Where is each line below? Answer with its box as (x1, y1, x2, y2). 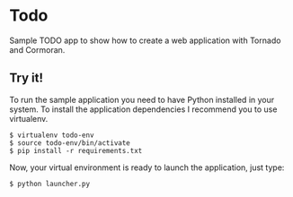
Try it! (9, 71, 43, 86)
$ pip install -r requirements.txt (9, 146, 143, 155)
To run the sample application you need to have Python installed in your (9, 94, 275, 105)
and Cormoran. (9, 44, 66, 55)
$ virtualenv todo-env (9, 131, 94, 140)
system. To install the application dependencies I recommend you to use (9, 104, 278, 115)
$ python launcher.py (9, 179, 91, 188)
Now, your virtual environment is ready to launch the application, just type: (9, 162, 285, 173)
